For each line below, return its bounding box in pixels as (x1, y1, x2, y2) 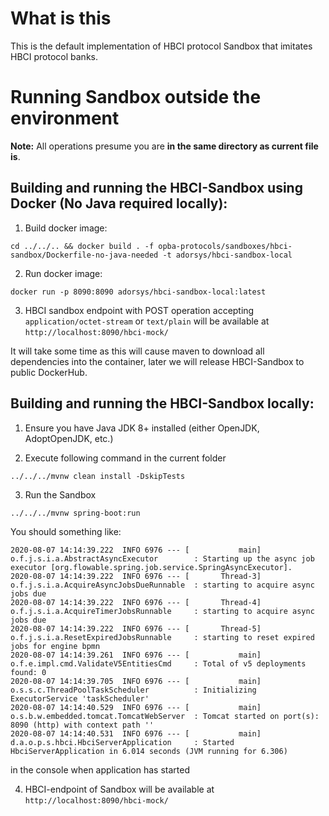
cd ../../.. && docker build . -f (10, 241, 155, 251)
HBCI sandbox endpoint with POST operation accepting (24, 304, 255, 316)
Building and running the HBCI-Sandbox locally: (10, 395, 315, 412)
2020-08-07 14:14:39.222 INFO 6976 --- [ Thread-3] (10, 571, 262, 581)
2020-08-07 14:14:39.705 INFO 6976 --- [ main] (10, 676, 262, 686)
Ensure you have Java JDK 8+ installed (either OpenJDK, (24, 422, 260, 434)
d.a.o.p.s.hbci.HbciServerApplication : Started (10, 737, 235, 747)
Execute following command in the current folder (24, 452, 227, 464)
